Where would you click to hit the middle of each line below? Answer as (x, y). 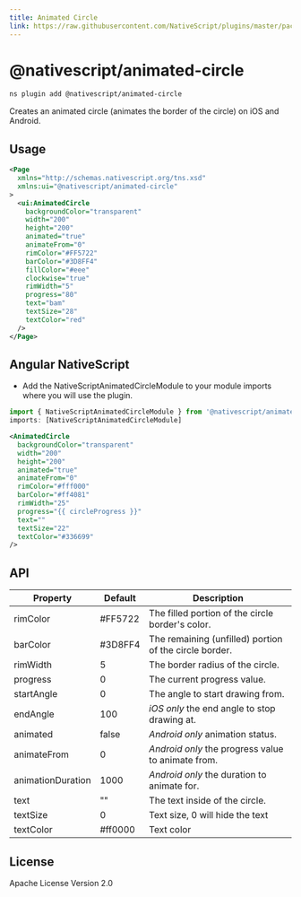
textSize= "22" (43, 528)
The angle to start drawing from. (217, 694)
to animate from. (183, 761)
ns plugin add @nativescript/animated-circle (95, 94)
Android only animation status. (213, 735)
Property (52, 598)
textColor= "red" (56, 319)
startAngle (36, 694)
